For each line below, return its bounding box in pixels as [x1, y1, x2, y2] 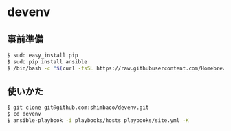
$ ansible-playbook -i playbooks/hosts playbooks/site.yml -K [7, 117, 189, 124]
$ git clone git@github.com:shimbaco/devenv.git [7, 104, 149, 111]
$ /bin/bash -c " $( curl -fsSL [7, 65, 94, 72]
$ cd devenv [7, 111, 41, 118]
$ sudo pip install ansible [7, 58, 88, 65]
